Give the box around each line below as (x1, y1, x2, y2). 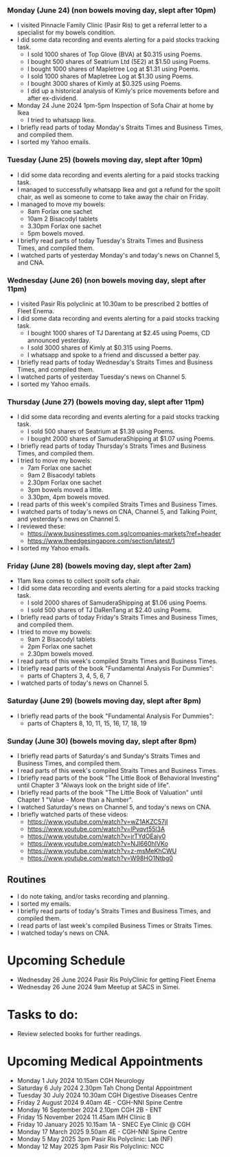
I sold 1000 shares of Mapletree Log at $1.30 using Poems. (27, 72, 194, 80)
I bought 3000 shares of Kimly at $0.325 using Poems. (27, 80, 182, 88)
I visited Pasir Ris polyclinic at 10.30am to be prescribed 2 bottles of (16, 300, 209, 308)
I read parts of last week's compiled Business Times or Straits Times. (16, 921, 213, 930)
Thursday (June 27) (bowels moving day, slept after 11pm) (7, 397, 205, 407)
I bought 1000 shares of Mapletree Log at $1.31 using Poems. (27, 65, 200, 74)
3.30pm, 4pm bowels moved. (27, 493, 111, 502)
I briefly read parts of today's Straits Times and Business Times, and (16, 906, 211, 915)
